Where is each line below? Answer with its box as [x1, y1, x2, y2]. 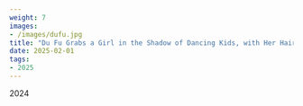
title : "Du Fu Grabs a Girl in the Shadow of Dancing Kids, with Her [9, 38, 277, 48]
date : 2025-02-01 [9, 47, 75, 56]
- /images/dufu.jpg [9, 30, 83, 39]
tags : [9, 55, 30, 64]
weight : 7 [9, 13, 47, 22]
